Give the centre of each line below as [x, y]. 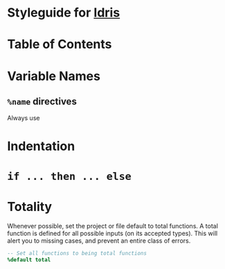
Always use [24, 118]
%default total [29, 260]
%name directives [42, 101]
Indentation [41, 146]
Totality [30, 206]
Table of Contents [60, 45]
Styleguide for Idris [64, 13]
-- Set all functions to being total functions [77, 253]
